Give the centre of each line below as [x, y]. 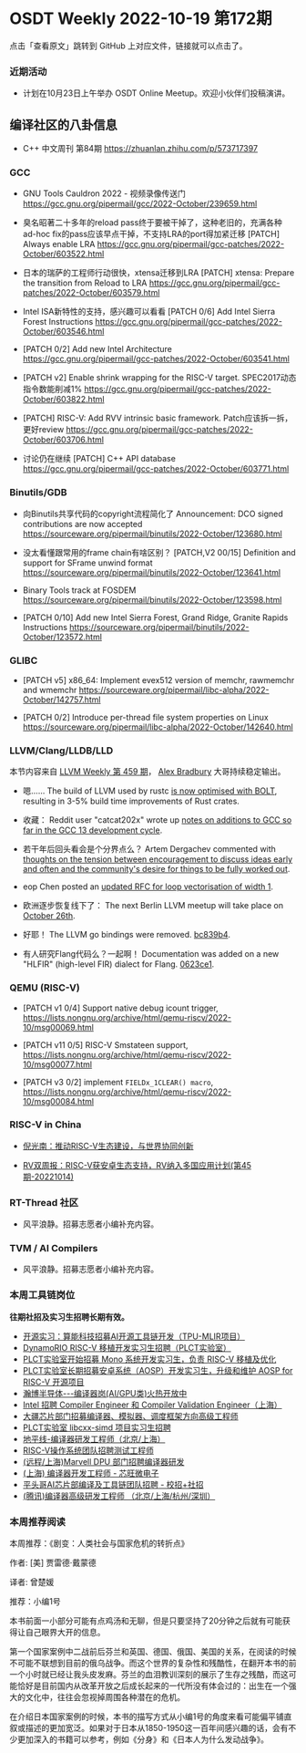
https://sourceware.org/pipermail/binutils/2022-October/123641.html [151, 572]
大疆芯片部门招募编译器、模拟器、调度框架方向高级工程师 [130, 1416]
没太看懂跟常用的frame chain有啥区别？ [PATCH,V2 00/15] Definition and [159, 552]
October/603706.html [63, 440]
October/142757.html [62, 700]
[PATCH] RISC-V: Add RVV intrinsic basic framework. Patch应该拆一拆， [158, 418]
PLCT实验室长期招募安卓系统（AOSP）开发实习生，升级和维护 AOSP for [158, 1370]
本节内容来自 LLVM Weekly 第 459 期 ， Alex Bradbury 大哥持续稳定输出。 [148, 772]
